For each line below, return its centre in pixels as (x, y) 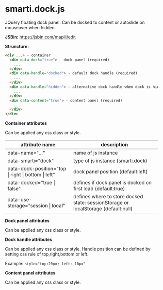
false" (14, 189)
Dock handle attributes (29, 239)
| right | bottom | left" (31, 175)
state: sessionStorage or (101, 203)
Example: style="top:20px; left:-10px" (45, 264)
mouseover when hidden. (30, 27)
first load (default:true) (99, 189)
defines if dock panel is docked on (113, 183)
